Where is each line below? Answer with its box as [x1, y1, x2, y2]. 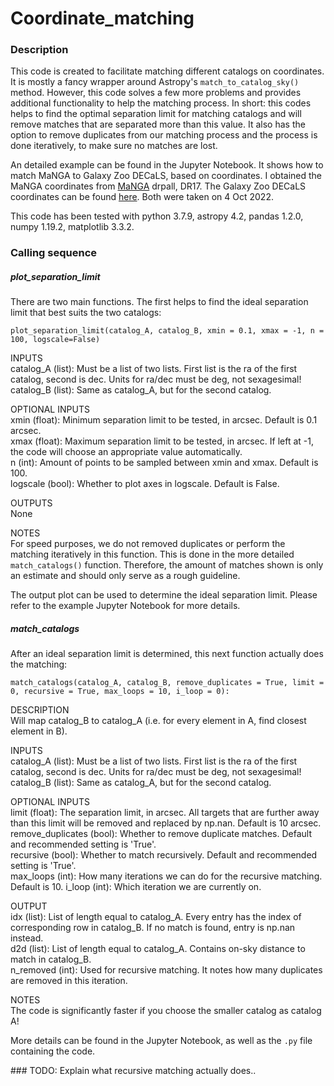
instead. [10, 932, 44, 944]
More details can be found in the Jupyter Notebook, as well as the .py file [10, 1035, 313, 1047]
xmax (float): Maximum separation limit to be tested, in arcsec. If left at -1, [10, 435, 314, 447]
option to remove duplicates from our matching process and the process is [10, 129, 318, 141]
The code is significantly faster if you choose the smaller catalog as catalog [10, 1005, 322, 1017]
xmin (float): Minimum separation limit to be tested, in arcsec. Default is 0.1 [10, 414, 318, 426]
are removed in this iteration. [10, 975, 128, 987]
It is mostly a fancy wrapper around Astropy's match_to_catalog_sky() [10, 76, 300, 88]
